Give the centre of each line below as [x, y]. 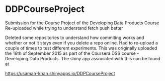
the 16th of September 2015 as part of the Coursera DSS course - [72, 53]
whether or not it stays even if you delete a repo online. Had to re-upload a [82, 42]
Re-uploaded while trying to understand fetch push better [64, 28]
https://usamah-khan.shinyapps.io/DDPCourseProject [60, 73]
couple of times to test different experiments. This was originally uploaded [81, 48]
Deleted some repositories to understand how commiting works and [75, 38]
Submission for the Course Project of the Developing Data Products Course [82, 23]
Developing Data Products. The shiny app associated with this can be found [83, 58]
